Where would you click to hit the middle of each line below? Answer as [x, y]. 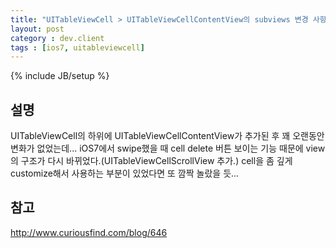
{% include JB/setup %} [60, 76]
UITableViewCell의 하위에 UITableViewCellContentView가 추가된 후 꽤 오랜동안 [167, 136]
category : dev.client [57, 38]
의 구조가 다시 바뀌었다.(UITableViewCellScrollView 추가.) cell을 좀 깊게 [151, 161]
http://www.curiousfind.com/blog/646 [89, 232]
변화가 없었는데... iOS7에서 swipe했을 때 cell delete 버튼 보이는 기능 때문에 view [168, 148]
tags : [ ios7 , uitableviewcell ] [77, 47]
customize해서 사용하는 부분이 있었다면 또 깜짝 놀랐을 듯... [125, 173]
